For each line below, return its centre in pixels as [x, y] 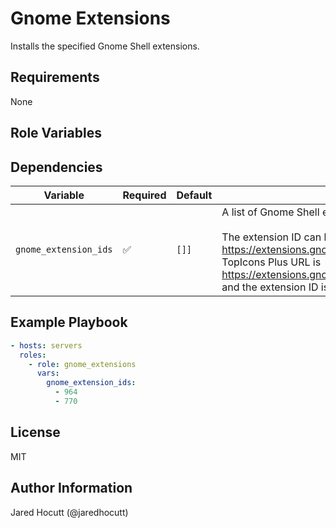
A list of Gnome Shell [270, 212]
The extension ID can [271, 237]
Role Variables [56, 133]
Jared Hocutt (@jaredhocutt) [69, 512]
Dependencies [56, 167]
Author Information [71, 488]
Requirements [55, 77]
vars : [48, 373]
